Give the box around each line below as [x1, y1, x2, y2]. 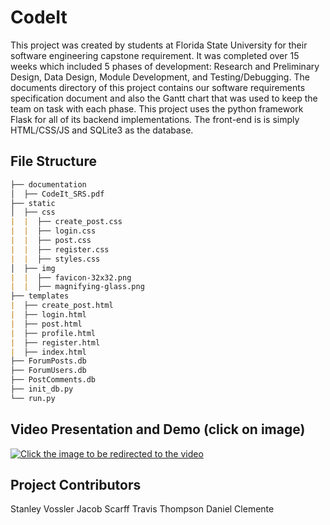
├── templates [10, 291, 70, 301]
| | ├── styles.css [10, 254, 101, 264]
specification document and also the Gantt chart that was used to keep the [10, 92, 318, 104]
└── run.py [10, 393, 56, 403]
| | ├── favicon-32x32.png [10, 272, 132, 283]
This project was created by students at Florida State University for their [10, 39, 308, 51]
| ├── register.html [10, 337, 101, 348]
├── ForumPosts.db [10, 356, 87, 366]
